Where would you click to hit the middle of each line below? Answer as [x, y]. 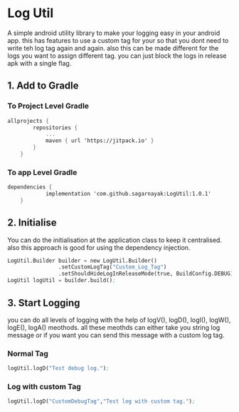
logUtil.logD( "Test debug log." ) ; [59, 368]
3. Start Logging [44, 302]
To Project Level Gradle [48, 106]
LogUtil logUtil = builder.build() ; [62, 281]
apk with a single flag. [39, 63]
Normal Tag [28, 353]
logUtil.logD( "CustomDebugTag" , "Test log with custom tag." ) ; [101, 401]
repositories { [55, 127]
